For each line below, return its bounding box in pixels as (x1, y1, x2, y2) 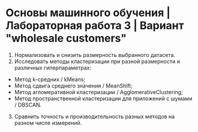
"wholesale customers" (5, 32, 127, 45)
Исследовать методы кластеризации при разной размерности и (14, 58, 181, 65)
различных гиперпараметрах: (14, 64, 91, 71)
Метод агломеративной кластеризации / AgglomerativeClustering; (14, 88, 184, 95)
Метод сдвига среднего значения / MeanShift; (14, 82, 133, 89)
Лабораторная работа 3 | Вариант (5, 19, 184, 32)
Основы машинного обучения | (5, 6, 170, 20)
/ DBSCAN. (14, 101, 42, 108)
